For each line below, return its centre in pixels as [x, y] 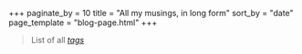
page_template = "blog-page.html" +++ [83, 22]
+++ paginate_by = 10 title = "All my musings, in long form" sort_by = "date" [151, 13]
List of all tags [57, 40]
